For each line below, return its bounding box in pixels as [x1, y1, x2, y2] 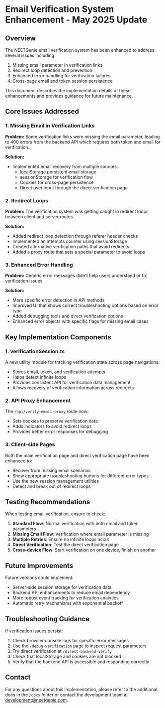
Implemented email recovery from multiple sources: [12, 163, 118, 169]
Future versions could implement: [5, 574, 74, 581]
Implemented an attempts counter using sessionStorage [12, 238, 128, 244]
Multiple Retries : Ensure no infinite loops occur [12, 537, 110, 543]
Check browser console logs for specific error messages [12, 638, 129, 643]
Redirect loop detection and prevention [12, 67, 92, 73]
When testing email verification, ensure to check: [5, 511, 106, 517]
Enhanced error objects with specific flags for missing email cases [12, 318, 149, 324]
